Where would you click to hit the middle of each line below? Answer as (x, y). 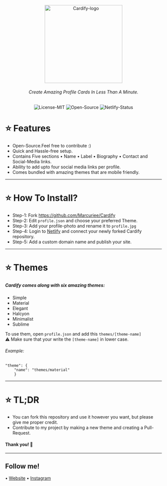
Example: (15, 351)
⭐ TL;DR (22, 400)
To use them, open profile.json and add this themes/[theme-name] (73, 334)
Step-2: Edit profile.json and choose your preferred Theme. (75, 221)
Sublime (21, 324)
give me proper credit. (35, 423)
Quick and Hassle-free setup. (42, 151)
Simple (19, 298)
